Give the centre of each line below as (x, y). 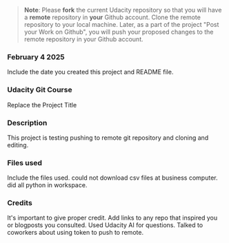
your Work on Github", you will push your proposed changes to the (119, 32)
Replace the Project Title (42, 105)
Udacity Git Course (40, 90)
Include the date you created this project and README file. (90, 72)
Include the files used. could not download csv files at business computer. (112, 178)
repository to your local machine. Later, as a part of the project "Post (121, 24)
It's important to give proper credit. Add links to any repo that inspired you (112, 218)
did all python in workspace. (47, 185)
